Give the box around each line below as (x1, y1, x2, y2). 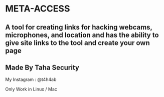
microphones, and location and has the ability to (5, 30, 159, 39)
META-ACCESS (5, 3, 70, 14)
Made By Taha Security (5, 63, 79, 71)
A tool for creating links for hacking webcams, (5, 23, 152, 31)
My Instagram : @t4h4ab (5, 76, 57, 82)
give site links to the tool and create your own (5, 38, 150, 47)
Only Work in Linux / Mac (5, 86, 58, 92)
